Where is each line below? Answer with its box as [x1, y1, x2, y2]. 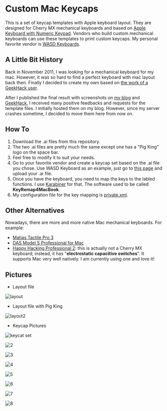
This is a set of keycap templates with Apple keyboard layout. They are [5, 20, 151, 26]
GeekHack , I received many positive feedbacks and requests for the [5, 100, 146, 106]
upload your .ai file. [12, 170, 53, 176]
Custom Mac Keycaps [5, 3, 99, 15]
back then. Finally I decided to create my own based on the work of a [5, 79, 148, 85]
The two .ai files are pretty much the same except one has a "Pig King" [12, 144, 159, 150]
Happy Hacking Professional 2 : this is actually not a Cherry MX [12, 245, 142, 251]
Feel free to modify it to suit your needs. [12, 154, 95, 161]
